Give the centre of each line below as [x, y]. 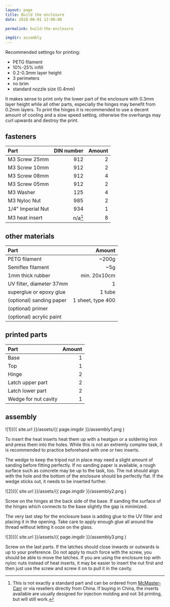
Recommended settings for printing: [43, 52]
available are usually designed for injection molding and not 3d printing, [87, 594]
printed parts [26, 335]
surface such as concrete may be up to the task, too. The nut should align [82, 470]
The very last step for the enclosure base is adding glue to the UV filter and [84, 516]
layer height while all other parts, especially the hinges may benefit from [80, 104]
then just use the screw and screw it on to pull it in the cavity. [69, 568]
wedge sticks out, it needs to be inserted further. [56, 481]
